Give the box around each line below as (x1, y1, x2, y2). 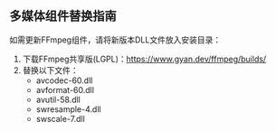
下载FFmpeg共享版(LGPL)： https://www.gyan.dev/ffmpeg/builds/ (22, 53, 267, 64)
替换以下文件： (22, 64, 79, 75)
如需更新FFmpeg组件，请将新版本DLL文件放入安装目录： (9, 34, 222, 45)
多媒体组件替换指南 (9, 8, 117, 24)
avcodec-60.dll (35, 75, 93, 86)
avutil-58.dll (35, 94, 81, 105)
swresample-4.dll (35, 103, 101, 115)
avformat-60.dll (35, 84, 95, 95)
